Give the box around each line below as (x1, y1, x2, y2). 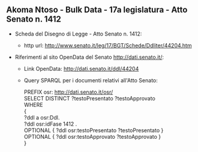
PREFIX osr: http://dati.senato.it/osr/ (23, 88, 113, 96)
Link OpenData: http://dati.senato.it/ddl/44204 (23, 65, 139, 72)
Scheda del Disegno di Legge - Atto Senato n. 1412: (14, 30, 142, 37)
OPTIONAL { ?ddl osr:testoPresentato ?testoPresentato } (23, 126, 164, 134)
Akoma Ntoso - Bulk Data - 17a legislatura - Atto (6, 5, 188, 15)
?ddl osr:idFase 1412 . (23, 120, 77, 127)
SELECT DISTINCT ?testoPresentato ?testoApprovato (23, 94, 156, 102)
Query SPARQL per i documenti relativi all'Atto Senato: (23, 76, 158, 84)
